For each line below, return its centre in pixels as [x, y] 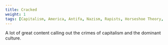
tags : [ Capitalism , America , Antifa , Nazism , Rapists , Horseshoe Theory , [85, 19]
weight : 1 [16, 14]
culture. [13, 38]
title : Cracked [21, 10]
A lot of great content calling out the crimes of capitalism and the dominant [83, 33]
